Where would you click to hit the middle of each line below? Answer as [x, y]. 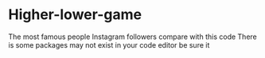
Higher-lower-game [75, 15]
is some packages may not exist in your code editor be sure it [109, 44]
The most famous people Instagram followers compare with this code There [132, 37]
